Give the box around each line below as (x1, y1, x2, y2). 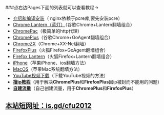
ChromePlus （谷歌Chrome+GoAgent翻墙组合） (12, 35, 113, 40)
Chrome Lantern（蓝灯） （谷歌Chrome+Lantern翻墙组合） (12, 22, 135, 27)
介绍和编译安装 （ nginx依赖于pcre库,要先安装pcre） (12, 15, 123, 21)
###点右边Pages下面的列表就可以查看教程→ (5, 5, 99, 10)
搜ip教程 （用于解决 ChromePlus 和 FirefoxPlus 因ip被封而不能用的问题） (12, 79, 162, 85)
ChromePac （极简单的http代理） (12, 28, 82, 34)
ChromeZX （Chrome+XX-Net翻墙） (12, 41, 89, 47)
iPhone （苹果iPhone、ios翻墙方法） (12, 60, 89, 66)
